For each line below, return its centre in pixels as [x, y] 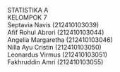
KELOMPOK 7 [27, 17]
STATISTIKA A [28, 10]
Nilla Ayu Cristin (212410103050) [55, 47]
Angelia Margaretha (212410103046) [60, 40]
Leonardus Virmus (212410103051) [58, 55]
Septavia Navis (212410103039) [53, 25]
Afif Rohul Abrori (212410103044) [56, 32]
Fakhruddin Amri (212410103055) [55, 62]
